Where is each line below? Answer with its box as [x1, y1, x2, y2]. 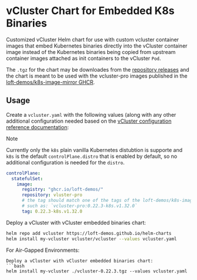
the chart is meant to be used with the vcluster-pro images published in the [6, 72, 188, 79]
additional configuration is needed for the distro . [6, 158, 125, 166]
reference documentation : [6, 123, 69, 130]
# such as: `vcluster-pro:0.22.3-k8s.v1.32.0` [21, 203, 138, 209]
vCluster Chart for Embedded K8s [6, 4, 175, 18]
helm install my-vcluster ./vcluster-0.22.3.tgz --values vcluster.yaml [6, 268, 188, 274]
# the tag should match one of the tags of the [21, 198, 141, 204]
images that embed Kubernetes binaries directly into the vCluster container [6, 42, 188, 49]
